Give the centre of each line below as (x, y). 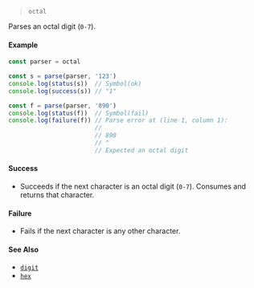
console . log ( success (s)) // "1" (62, 91)
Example (23, 45)
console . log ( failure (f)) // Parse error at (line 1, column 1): (118, 120)
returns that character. (57, 195)
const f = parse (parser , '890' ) (62, 105)
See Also (23, 249)
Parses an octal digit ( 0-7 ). (52, 26)
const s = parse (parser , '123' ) (62, 76)
